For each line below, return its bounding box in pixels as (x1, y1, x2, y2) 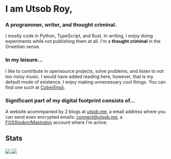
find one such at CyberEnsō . (5, 84, 65, 90)
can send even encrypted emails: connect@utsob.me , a (5, 114, 123, 120)
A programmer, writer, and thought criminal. (5, 21, 117, 29)
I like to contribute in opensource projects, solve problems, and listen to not (5, 68, 164, 74)
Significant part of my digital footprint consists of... (5, 97, 135, 104)
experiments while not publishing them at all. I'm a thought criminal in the (5, 38, 161, 44)
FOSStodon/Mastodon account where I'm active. (5, 119, 108, 125)
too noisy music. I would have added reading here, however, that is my (5, 73, 154, 79)
